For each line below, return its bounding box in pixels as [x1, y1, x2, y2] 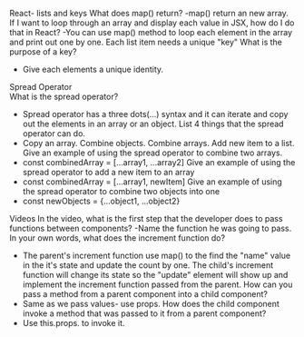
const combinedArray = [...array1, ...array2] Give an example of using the [22, 157, 296, 167]
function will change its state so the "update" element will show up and [22, 270, 289, 280]
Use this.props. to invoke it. [22, 318, 125, 328]
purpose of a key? [9, 46, 77, 57]
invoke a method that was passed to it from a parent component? [22, 308, 267, 319]
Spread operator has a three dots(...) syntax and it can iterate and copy [22, 109, 289, 119]
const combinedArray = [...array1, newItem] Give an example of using [22, 176, 283, 187]
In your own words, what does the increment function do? [9, 233, 225, 243]
